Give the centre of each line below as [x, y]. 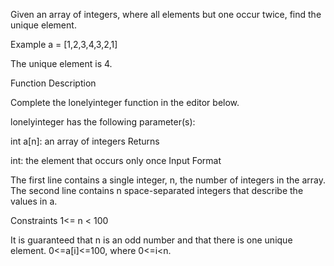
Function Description [53, 83]
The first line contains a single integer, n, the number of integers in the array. [168, 180]
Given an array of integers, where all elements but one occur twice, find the [166, 14]
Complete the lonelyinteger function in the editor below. [125, 102]
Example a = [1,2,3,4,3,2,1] [64, 44]
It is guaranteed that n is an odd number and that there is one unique [151, 240]
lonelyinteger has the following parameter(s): [103, 122]
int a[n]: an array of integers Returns [85, 141]
